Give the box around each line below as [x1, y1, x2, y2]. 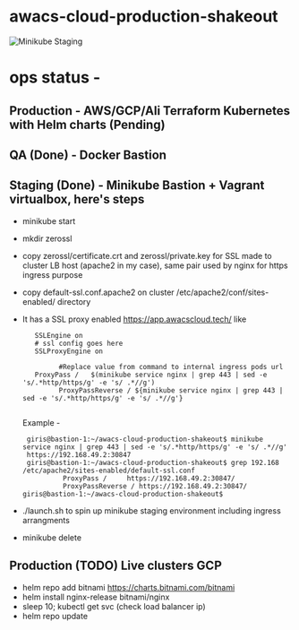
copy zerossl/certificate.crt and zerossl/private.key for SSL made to [21, 250, 273, 261]
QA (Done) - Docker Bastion [9, 147, 167, 162]
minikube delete [21, 531, 82, 543]
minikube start [21, 215, 76, 226]
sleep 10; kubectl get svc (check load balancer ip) [21, 600, 206, 611]
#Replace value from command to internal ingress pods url [58, 362, 284, 371]
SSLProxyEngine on [34, 347, 103, 356]
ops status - [9, 67, 101, 88]
